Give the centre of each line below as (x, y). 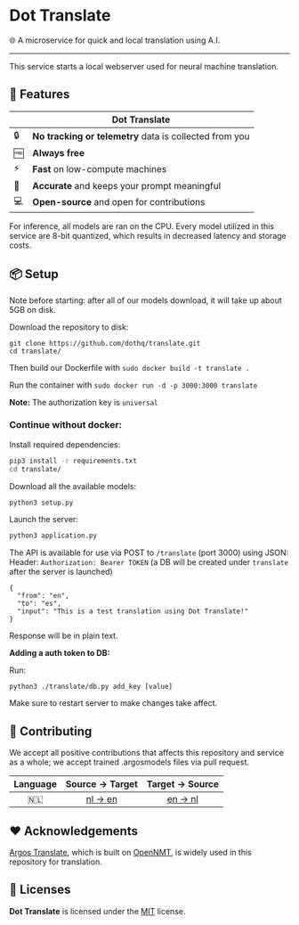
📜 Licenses (40, 890)
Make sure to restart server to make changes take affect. (113, 703)
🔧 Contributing (51, 731)
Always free (58, 152)
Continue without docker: (66, 425)
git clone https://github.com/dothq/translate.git (105, 343)
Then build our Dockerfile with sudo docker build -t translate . (130, 367)
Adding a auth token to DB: (60, 653)
